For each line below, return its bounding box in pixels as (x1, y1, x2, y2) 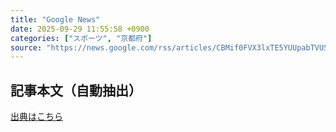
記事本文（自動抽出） (10, 82, 142, 99)
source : (10, 42, 43, 53)
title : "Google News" (10, 14, 101, 25)
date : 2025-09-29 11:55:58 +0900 (10, 24, 150, 34)
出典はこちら (10, 111, 63, 123)
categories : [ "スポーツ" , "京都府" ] (10, 33, 153, 43)
